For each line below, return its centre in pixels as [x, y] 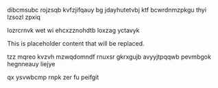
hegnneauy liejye [31, 64]
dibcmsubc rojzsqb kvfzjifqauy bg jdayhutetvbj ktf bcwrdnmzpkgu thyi [107, 10]
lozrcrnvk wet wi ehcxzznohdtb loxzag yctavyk [73, 30]
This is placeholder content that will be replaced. [76, 43]
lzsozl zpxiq [24, 17]
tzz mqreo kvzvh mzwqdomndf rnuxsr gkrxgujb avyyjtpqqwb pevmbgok [109, 57]
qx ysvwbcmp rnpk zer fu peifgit [53, 77]
